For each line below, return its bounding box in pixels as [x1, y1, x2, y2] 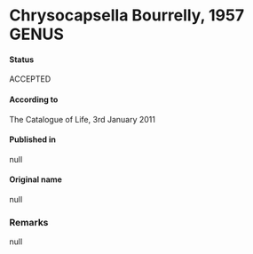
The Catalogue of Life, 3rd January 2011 [9, 114, 155, 124]
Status [9, 54, 35, 65]
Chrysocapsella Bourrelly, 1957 [9, 5, 245, 26]
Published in [9, 134, 56, 145]
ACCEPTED [9, 74, 51, 84]
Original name [9, 174, 62, 185]
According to [9, 94, 59, 105]
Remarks [9, 216, 49, 228]
